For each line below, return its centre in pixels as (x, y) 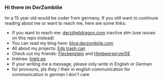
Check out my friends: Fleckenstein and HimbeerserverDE (71, 54)
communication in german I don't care (51, 75)
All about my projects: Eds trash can (48, 49)
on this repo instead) (33, 38)
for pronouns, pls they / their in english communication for (71, 69)
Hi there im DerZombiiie (34, 7)
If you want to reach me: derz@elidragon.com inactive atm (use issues (84, 33)
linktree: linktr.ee (29, 59)
